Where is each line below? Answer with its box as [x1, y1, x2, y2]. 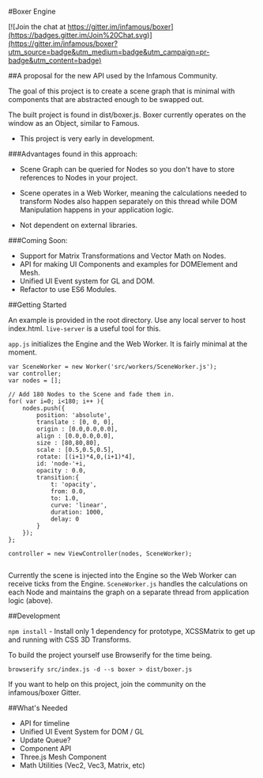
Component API [19, 744, 72, 753]
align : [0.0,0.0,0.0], [36, 432, 115, 440]
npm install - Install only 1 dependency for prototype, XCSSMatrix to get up [8, 627, 255, 636]
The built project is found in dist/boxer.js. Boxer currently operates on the [8, 110, 246, 120]
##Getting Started [8, 300, 67, 309]
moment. [8, 347, 37, 357]
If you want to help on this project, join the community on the [8, 680, 207, 689]
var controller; [8, 370, 62, 378]
